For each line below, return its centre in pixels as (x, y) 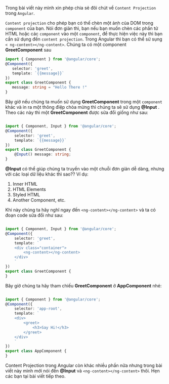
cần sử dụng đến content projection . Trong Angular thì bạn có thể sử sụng (84, 39)
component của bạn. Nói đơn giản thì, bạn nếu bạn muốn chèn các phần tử (82, 28)
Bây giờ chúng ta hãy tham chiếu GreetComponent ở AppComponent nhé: (83, 285)
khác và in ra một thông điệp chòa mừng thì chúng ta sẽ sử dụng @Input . (82, 107)
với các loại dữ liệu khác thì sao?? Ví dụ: (47, 174)
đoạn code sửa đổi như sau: (34, 215)
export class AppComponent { (36, 351)
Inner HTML (25, 184)
